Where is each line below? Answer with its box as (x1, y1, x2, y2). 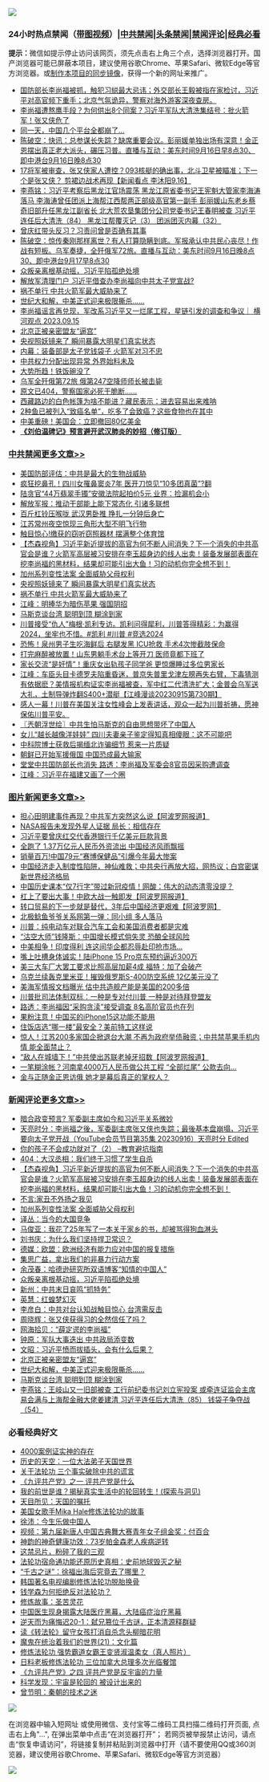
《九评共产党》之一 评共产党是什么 (19, 1477, 134, 1487)
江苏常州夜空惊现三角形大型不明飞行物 (19, 519, 147, 528)
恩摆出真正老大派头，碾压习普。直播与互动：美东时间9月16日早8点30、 (19, 145, 255, 156)
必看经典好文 (8, 1427, 58, 1438)
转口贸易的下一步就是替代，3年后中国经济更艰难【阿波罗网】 (19, 901, 222, 911)
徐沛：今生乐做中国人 (19, 1517, 90, 1527)
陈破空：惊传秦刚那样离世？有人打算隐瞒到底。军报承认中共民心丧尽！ (19, 236, 252, 246)
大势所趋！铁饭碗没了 (19, 366, 90, 376)
